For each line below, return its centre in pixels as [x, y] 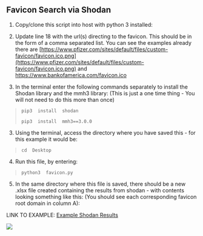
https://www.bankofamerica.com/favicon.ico [71, 75]
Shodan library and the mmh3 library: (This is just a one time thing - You [105, 93]
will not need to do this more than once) [65, 99]
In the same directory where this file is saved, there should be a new [100, 184]
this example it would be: [46, 139]
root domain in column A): [47, 203]
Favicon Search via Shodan [59, 10]
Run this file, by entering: [46, 161]
